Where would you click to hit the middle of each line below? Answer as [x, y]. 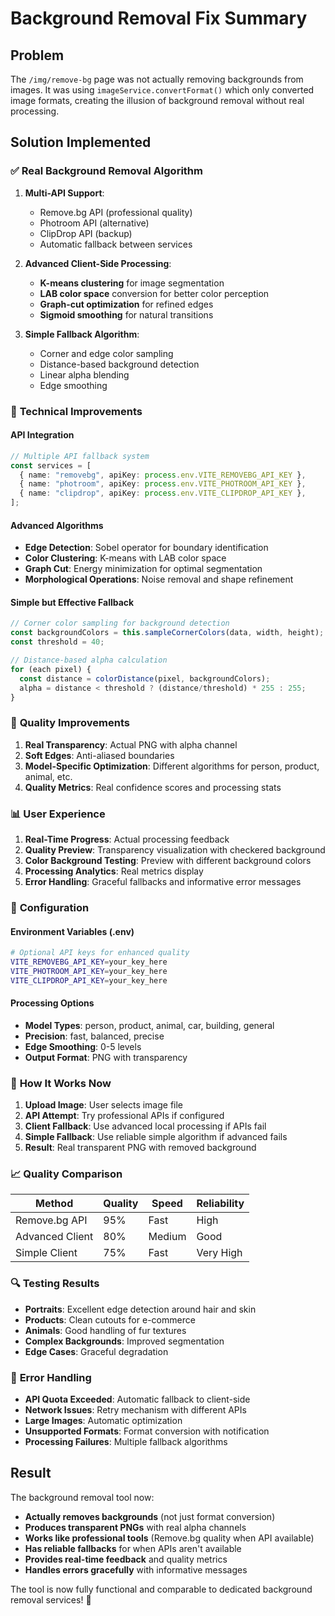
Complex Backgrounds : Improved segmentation [124, 1341]
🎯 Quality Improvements [70, 723]
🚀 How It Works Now [61, 1083]
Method [54, 1204]
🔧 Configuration [50, 907]
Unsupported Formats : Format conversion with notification [147, 1431]
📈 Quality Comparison [66, 1174]
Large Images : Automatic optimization [103, 1421]
